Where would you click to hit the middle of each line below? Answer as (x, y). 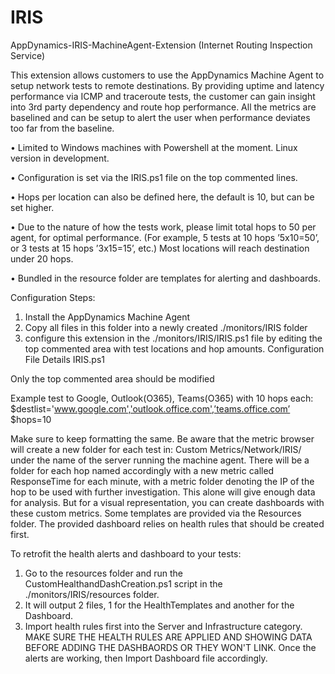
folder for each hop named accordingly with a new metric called (142, 470)
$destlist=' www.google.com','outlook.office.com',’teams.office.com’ (150, 408)
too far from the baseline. (62, 128)
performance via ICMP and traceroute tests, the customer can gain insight (163, 96)
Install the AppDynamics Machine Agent (107, 317)
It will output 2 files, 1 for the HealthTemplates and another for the (159, 605)
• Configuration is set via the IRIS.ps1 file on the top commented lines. (154, 177)
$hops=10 (31, 419)
